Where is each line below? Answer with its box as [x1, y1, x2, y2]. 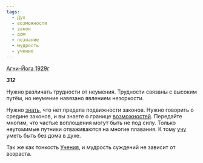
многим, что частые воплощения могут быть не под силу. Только [6, 119, 176, 126]
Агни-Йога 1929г [6, 65, 50, 72]
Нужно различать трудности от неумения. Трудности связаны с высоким [6, 88, 198, 95]
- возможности [12, 20, 47, 26]
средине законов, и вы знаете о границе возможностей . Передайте [6, 112, 183, 120]
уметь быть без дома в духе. [6, 132, 81, 139]
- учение [12, 48, 34, 54]
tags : [6, 8, 20, 15]
